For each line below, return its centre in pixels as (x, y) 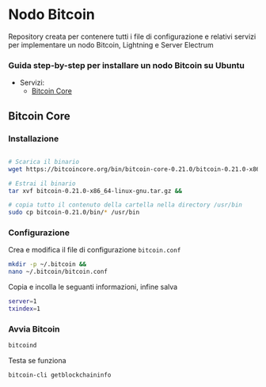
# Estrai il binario (42, 184)
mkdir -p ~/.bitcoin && (47, 264)
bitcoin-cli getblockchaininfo (60, 375)
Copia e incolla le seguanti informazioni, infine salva (93, 287)
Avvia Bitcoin (34, 328)
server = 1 (23, 302)
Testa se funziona (37, 361)
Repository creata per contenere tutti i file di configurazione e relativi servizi (132, 36)
